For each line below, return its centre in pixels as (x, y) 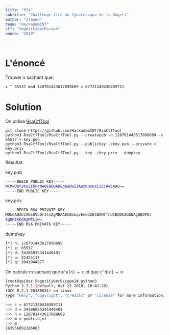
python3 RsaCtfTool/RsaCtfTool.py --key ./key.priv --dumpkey (73, 153)
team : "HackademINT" (27, 24)
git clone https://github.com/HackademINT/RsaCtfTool (64, 130)
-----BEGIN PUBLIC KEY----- (35, 181)
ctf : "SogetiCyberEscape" (33, 29)
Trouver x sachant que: (30, 77)
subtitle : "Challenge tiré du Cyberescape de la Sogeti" (67, 15)
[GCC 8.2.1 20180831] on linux (39, 291)
